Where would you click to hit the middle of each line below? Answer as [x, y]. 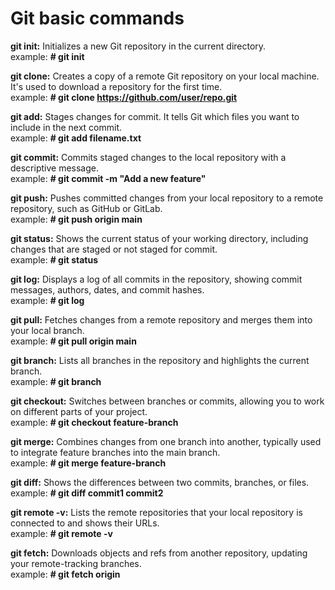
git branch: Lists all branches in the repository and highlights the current [160, 360]
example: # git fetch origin [65, 574]
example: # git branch [56, 381]
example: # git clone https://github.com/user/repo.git [124, 97]
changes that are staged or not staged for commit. [114, 249]
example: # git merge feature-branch [88, 463]
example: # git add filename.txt [76, 138]
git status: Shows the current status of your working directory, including [159, 238]
